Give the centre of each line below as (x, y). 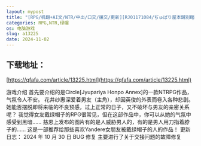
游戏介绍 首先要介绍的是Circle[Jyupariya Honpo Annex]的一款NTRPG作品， (99, 92)
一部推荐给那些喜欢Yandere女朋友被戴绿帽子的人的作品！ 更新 (114, 129)
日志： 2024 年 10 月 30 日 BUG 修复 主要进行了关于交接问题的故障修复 (94, 136)
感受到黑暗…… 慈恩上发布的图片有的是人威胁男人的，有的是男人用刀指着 (95, 122)
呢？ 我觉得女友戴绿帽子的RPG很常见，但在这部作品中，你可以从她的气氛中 (99, 114)
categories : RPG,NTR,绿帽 (37, 23)
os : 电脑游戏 (21, 28)
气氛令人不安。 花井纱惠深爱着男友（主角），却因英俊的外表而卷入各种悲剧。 (100, 100)
